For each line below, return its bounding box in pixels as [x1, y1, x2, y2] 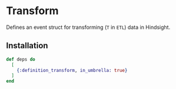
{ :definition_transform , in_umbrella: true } [16, 67, 128, 73]
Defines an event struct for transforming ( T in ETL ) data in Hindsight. [6, 24, 171, 31]
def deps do [6, 56, 35, 62]
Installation [6, 41, 48, 51]
